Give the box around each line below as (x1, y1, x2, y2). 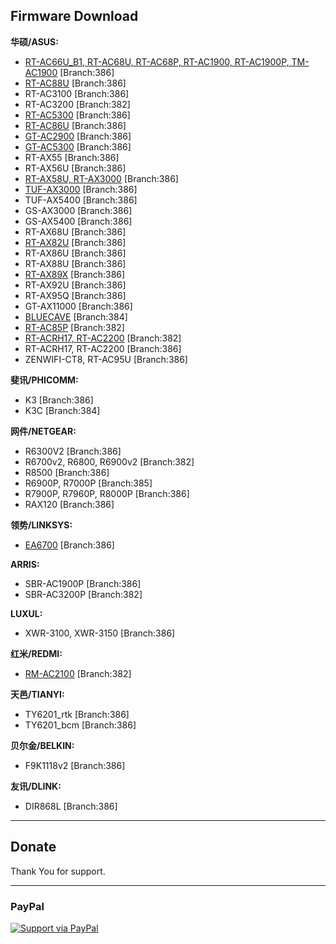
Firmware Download (10, 8, 139, 25)
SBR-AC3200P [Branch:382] (24, 588, 143, 600)
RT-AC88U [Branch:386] (24, 77, 127, 89)
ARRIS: (10, 558, 40, 570)
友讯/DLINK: (10, 780, 62, 792)
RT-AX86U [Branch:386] (24, 247, 127, 259)
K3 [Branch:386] (24, 394, 94, 406)
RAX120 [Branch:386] (24, 498, 115, 510)
